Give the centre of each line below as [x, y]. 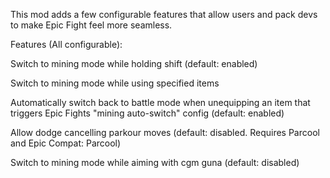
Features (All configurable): [66, 44]
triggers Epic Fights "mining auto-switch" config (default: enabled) [147, 113]
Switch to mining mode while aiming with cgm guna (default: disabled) [155, 162]
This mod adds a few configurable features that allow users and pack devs [164, 14]
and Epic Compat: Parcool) [66, 143]
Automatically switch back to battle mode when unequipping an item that [160, 102]
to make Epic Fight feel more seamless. [91, 25]
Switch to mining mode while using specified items [115, 83]
